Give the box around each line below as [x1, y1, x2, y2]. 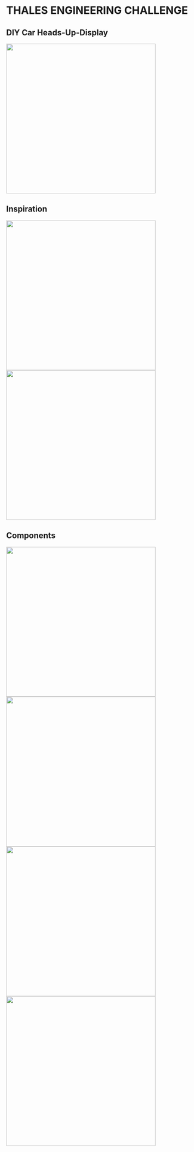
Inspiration [6, 204, 48, 214]
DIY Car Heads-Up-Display [6, 28, 109, 38]
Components [6, 531, 56, 541]
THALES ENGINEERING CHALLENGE [6, 4, 188, 17]
